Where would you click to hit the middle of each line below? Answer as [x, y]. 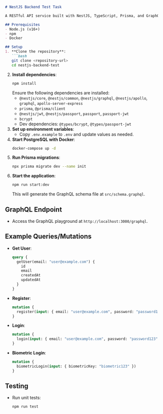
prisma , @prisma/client [42, 108]
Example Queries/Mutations [49, 237]
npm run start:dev [31, 185]
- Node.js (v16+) [23, 29]
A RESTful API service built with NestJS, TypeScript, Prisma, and [75, 16]
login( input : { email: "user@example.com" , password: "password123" [87, 339]
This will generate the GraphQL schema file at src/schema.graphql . [79, 194]
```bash [19, 56]
